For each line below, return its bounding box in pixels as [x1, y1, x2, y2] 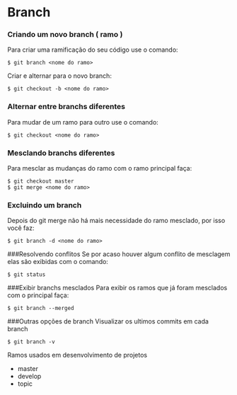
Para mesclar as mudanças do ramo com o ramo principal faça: [7, 164, 192, 173]
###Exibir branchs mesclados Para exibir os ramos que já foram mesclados [7, 284, 228, 292]
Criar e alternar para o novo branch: [7, 71, 112, 80]
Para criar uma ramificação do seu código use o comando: [7, 45, 178, 54]
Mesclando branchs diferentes [7, 148, 115, 158]
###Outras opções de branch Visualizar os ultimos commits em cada [7, 317, 209, 326]
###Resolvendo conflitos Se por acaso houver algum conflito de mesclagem [7, 250, 231, 258]
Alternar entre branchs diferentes [7, 102, 126, 112]
